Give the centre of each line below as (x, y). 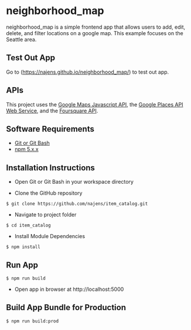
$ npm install (23, 247)
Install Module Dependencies (50, 236)
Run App (22, 265)
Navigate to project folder (45, 215)
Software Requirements (50, 129)
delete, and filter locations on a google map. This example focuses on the (95, 33)
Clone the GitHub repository (48, 193)
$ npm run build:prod (33, 321)
